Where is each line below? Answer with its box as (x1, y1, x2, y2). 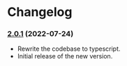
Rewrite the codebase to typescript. (17, 44, 121, 53)
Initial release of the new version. (17, 52, 113, 60)
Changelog (7, 4, 73, 20)
